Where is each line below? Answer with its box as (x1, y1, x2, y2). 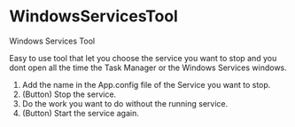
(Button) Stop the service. (21, 89, 117, 99)
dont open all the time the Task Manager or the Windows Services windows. (9, 62, 288, 73)
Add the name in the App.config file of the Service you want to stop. (21, 79, 271, 90)
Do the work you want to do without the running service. (21, 98, 229, 108)
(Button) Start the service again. (21, 107, 139, 118)
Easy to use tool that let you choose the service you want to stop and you (9, 52, 277, 63)
